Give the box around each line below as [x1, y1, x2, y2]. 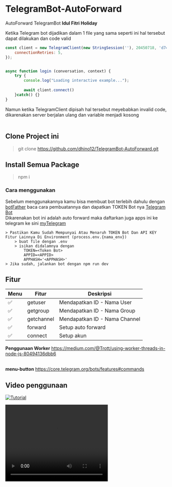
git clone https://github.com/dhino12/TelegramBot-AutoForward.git [17, 145, 159, 151]
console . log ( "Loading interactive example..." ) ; [24, 78, 130, 83]
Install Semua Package [5, 160, 79, 169]
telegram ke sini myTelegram [5, 220, 67, 226]
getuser [27, 299, 46, 306]
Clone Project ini [5, 132, 59, 141]
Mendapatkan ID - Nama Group [59, 307, 136, 315]
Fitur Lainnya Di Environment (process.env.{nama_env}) [5, 234, 127, 239]
